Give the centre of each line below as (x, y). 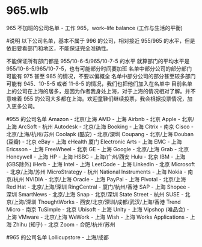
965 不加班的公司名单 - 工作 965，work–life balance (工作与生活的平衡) (95, 28)
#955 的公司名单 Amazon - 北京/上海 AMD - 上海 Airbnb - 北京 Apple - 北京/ (100, 119)
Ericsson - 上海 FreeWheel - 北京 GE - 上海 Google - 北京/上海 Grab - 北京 (98, 149)
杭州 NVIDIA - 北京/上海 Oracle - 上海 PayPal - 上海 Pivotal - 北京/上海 (100, 179)
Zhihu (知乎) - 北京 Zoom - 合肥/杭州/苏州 (64, 224)
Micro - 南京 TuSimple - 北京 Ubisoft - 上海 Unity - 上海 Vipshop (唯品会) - (98, 209)
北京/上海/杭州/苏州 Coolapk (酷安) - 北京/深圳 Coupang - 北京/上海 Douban (100, 134)
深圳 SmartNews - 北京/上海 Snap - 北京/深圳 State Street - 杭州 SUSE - (95, 194)
